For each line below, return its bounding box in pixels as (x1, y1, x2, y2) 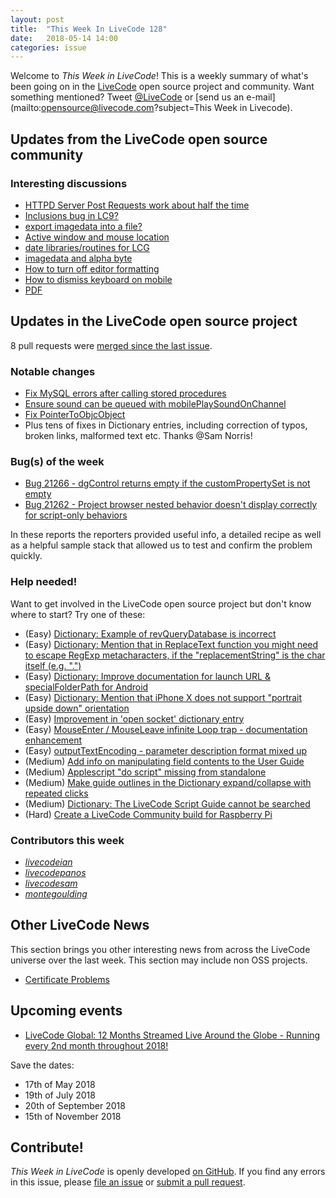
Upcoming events (10, 1002, 123, 1020)
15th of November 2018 (24, 1110, 122, 1122)
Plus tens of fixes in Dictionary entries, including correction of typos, (24, 419, 308, 431)
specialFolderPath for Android (24, 681, 149, 693)
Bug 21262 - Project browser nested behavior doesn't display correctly (24, 499, 318, 511)
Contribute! (10, 1139, 84, 1156)
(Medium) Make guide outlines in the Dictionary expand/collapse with (24, 776, 312, 788)
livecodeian (24, 856, 73, 868)
